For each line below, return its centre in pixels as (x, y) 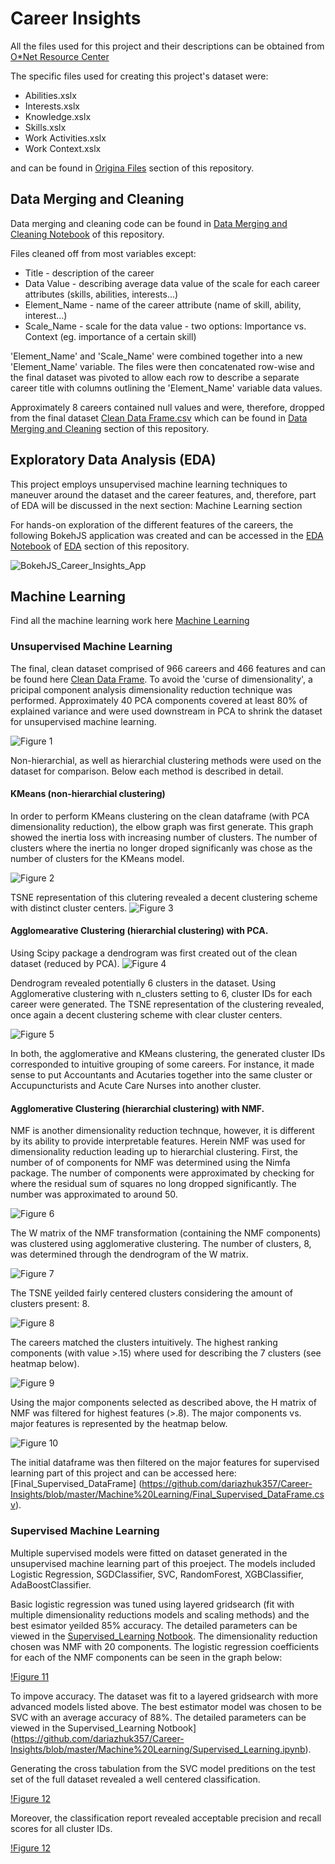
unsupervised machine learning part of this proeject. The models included (163, 1563)
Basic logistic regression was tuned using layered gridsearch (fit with (152, 1604)
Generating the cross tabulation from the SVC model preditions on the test (163, 1768)
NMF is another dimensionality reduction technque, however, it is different (162, 1131)
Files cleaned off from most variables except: (103, 253)
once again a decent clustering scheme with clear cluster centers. (146, 1015)
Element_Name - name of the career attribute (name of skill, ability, (163, 304)
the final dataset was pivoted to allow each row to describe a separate (155, 377)
